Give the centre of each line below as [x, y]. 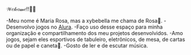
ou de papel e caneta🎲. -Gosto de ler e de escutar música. [77, 46]
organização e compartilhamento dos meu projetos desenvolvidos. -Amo [95, 33]
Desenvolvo [21, 27]
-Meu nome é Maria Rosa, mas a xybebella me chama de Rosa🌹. [84, 21]
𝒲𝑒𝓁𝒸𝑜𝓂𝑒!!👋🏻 [21, 9]
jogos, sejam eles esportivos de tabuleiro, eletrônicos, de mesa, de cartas [96, 39]
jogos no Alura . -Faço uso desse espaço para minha [100, 27]
